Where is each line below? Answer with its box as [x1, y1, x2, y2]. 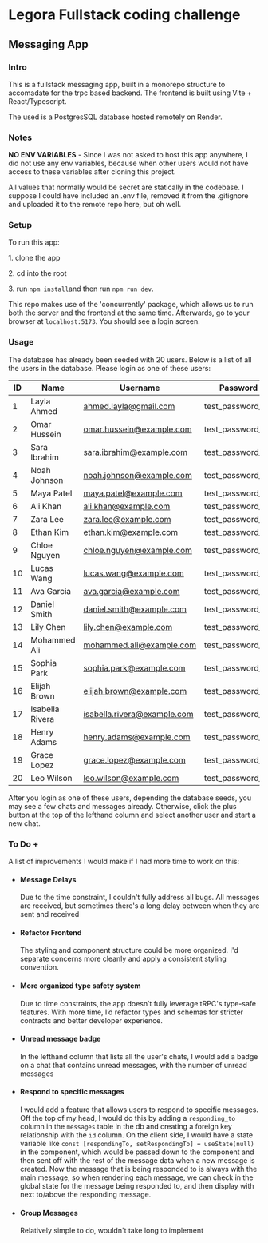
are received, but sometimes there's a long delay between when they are [19, 901, 260, 910]
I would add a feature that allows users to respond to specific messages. [19, 1105, 259, 1114]
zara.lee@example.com [83, 513, 171, 524]
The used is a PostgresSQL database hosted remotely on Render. [8, 112, 223, 122]
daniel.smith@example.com [83, 604, 187, 615]
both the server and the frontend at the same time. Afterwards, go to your [8, 308, 250, 317]
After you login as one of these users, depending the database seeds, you [8, 793, 252, 803]
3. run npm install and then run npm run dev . [8, 284, 154, 293]
